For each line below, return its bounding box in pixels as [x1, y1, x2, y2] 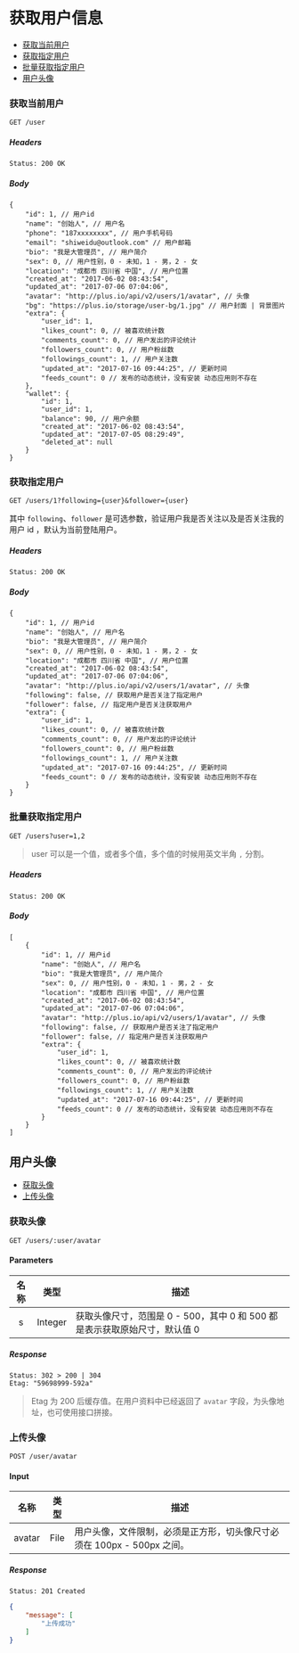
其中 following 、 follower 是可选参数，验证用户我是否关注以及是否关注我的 [9, 514, 285, 524]
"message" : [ [25, 1611, 74, 1620]
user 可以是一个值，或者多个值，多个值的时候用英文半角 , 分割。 [30, 848, 269, 859]
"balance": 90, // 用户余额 [41, 415, 140, 424]
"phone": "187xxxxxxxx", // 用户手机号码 [25, 229, 174, 238]
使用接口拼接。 [61, 1406, 117, 1418]
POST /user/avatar [9, 1452, 77, 1461]
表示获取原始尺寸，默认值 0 [84, 1323, 200, 1336]
